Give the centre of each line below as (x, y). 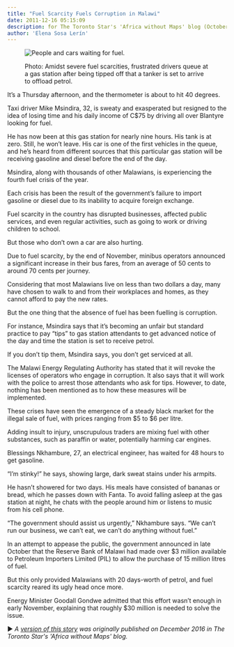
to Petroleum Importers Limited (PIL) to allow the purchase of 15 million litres (117, 559)
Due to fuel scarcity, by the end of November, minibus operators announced (116, 256)
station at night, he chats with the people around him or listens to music (110, 502)
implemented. (27, 397)
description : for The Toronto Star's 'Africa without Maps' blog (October (118, 26)
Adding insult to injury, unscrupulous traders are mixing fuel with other (108, 432)
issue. (16, 616)
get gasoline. (26, 460)
